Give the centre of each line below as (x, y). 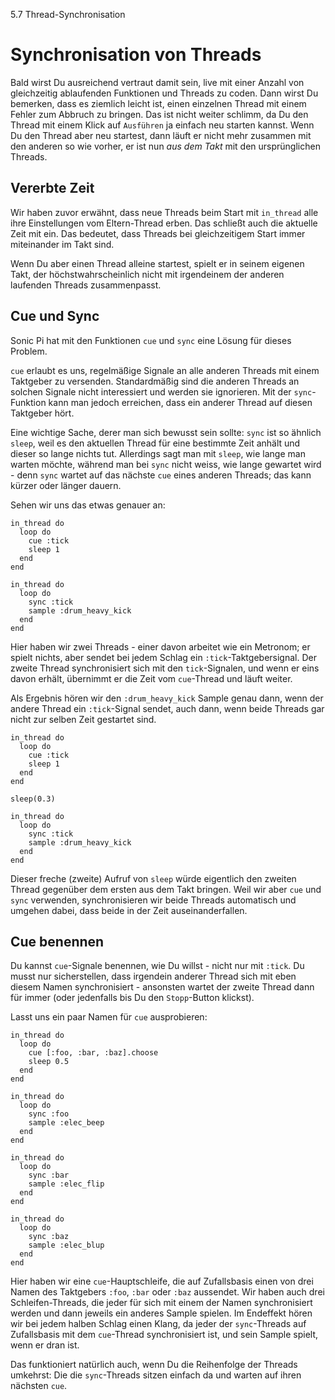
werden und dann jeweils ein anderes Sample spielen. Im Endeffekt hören (161, 1313)
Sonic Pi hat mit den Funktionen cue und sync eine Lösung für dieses (151, 340)
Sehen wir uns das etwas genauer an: (88, 505)
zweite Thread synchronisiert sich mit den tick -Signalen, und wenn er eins (165, 668)
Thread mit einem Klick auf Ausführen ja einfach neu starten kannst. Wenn (162, 125)
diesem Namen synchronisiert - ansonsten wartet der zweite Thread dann (162, 987)
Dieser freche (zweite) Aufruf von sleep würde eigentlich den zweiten (153, 878)
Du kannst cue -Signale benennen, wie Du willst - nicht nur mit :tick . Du (157, 966)
